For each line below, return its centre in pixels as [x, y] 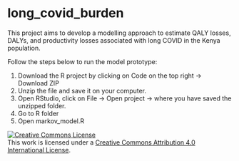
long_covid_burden [66, 13]
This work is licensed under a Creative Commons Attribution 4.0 [102, 142]
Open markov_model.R [51, 121]
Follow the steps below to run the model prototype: [82, 61]
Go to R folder [38, 113]
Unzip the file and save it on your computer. [82, 90]
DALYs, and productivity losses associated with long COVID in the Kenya [114, 40]
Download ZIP [38, 83]
